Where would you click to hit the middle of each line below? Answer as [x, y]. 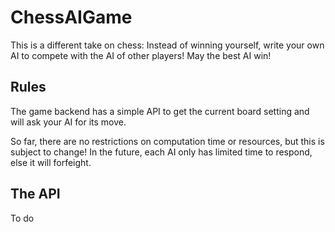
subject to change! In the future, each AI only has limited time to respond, [161, 152]
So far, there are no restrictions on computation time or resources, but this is [167, 141]
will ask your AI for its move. [68, 122]
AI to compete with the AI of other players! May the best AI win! [141, 55]
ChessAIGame [71, 17]
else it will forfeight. [51, 162]
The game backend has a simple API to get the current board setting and [160, 111]
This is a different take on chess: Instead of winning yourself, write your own [167, 45]
